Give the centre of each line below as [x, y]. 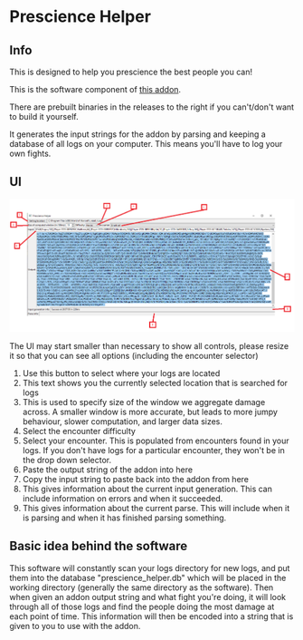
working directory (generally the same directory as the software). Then [142, 587]
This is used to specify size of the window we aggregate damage [144, 402]
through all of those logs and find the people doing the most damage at [142, 606]
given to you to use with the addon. [75, 625]
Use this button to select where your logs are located [121, 373]
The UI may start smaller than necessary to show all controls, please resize [149, 345]
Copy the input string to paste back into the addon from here [136, 479]
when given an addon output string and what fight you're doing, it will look [148, 596]
